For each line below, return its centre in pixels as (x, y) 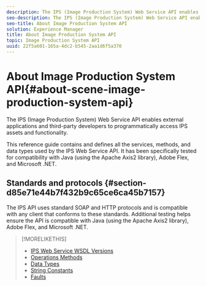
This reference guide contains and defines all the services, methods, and (99, 144)
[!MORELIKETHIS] (44, 239)
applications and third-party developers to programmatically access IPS (97, 126)
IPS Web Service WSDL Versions (72, 250)
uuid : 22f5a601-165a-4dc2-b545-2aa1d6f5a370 (64, 47)
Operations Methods (56, 257)
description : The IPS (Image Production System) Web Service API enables (103, 12)
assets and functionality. (37, 132)
